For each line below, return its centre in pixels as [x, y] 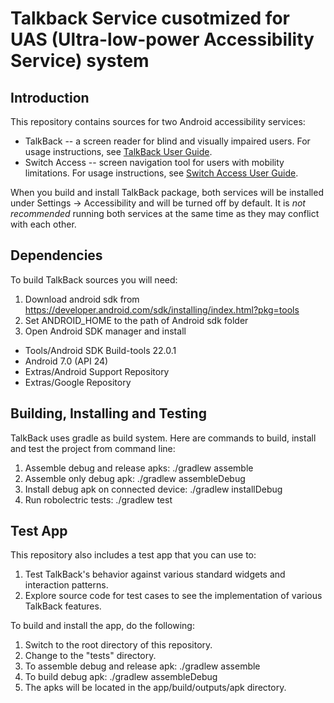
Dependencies [56, 255]
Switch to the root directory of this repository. [118, 645]
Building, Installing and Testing [108, 413]
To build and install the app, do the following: [102, 626]
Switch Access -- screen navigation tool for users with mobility [154, 162]
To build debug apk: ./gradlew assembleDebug [121, 677]
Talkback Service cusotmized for [150, 18]
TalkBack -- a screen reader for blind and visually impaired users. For [167, 141]
